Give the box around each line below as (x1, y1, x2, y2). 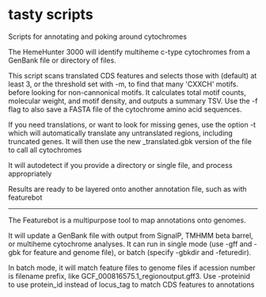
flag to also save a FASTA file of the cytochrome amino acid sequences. (8, 105, 242, 114)
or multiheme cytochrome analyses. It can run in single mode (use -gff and (8, 239, 253, 249)
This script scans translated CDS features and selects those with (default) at (8, 70, 257, 80)
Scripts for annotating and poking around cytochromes (8, 32, 188, 41)
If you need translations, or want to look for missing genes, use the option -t (8, 120, 256, 129)
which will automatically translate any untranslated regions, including (8, 128, 234, 138)
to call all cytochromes (8, 145, 82, 154)
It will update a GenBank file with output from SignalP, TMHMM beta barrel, (8, 230, 253, 240)
